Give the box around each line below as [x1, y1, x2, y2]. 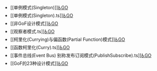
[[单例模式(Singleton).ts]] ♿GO [10, 12, 73, 18]
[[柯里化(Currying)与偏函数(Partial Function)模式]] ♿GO [10, 36, 125, 42]
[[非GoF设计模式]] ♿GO [10, 20, 58, 27]
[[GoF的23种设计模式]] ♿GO [10, 60, 69, 66]
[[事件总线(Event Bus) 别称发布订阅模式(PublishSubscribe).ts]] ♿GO [10, 53, 152, 58]
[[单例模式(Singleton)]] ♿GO [10, 5, 68, 10]
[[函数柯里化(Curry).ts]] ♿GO [10, 44, 70, 50]
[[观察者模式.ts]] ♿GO [10, 29, 55, 34]
